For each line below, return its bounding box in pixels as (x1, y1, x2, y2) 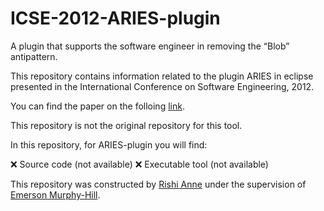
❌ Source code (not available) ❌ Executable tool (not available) (10, 158, 269, 170)
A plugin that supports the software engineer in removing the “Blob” (10, 40, 290, 52)
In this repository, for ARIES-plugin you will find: (10, 138, 208, 151)
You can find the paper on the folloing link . (10, 100, 185, 112)
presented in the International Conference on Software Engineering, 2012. (10, 80, 315, 92)
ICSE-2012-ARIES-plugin (10, 7, 221, 30)
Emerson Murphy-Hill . (10, 188, 101, 201)
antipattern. (10, 50, 58, 62)
